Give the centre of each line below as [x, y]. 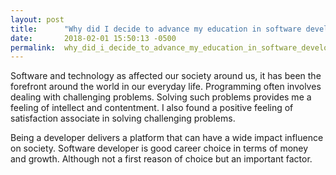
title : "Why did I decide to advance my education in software [156, 29]
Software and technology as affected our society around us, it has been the [166, 76]
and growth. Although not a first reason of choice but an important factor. [161, 159]
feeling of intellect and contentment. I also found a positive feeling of [152, 108]
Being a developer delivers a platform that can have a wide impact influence [167, 138]
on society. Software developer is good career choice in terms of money [159, 148]
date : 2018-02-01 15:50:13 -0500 [93, 38]
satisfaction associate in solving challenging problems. [123, 118]
